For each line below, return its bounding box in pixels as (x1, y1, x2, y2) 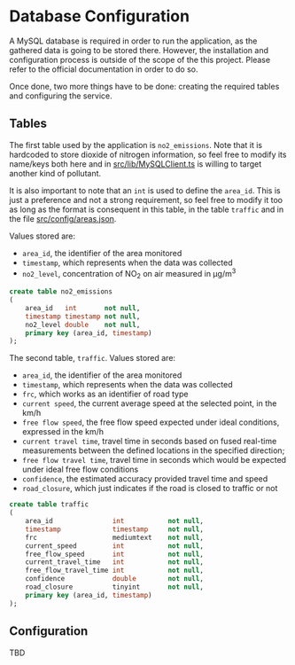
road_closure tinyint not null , (25, 583, 204, 591)
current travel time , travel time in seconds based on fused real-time (21, 436, 277, 447)
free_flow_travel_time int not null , (25, 566, 204, 575)
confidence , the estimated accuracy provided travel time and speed (21, 473, 268, 484)
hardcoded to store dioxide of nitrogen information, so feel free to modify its (9, 149, 287, 160)
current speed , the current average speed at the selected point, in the (21, 398, 277, 409)
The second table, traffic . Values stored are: (9, 353, 175, 364)
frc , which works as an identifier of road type (21, 388, 189, 400)
